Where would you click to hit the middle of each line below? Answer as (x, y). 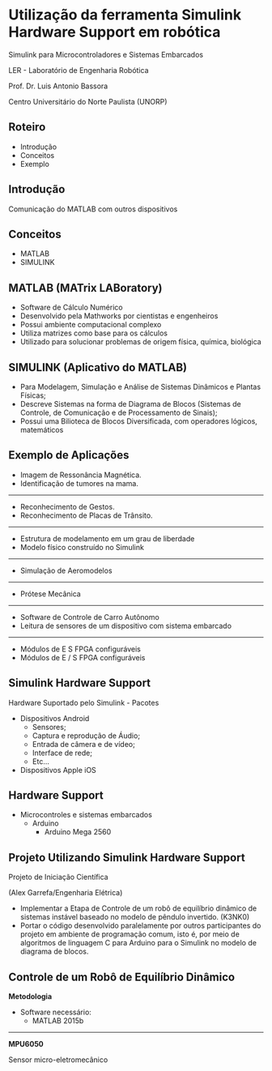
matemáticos (42, 430)
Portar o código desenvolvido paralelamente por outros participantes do (140, 926)
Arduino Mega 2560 (78, 832)
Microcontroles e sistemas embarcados (86, 815)
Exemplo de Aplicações (69, 455)
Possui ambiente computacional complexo (91, 325)
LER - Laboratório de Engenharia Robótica (79, 70)
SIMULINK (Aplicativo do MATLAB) (98, 367)
